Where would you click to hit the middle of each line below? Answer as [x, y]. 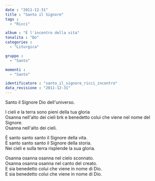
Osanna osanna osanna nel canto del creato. [51, 163]
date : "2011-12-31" [27, 10]
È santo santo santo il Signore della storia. [48, 143]
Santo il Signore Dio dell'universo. [40, 102]
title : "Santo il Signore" [35, 15]
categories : [19, 42]
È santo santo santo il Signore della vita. [46, 138]
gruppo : [14, 56]
